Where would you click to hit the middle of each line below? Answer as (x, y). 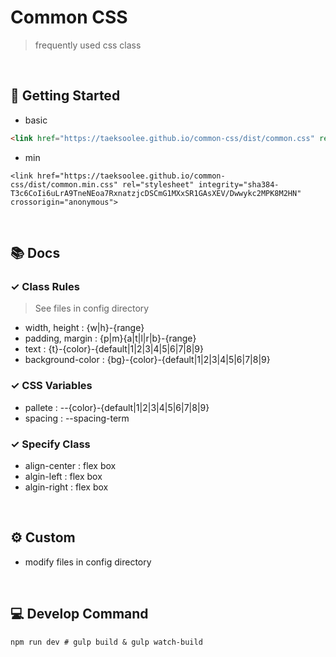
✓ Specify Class (50, 444)
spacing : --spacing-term (77, 418)
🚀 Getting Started (65, 96)
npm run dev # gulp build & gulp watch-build (106, 642)
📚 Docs (35, 253)
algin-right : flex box (66, 487)
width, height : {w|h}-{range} (84, 328)
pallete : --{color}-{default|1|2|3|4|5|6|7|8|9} (117, 407)
